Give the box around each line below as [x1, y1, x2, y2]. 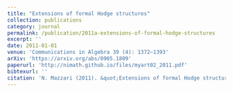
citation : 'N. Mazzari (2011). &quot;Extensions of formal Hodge [7, 74, 200, 82]
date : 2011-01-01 [7, 42, 58, 49]
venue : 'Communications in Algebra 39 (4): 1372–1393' [7, 49, 169, 56]
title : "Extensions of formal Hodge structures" [7, 10, 150, 17]
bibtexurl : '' [7, 68, 49, 75]
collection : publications [7, 17, 82, 24]
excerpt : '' [7, 36, 42, 43]
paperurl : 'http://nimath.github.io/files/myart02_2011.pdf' [7, 62, 188, 68]
